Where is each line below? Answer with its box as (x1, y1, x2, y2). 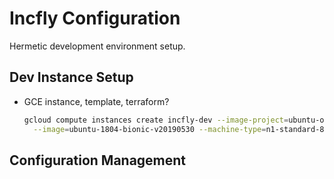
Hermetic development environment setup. (9, 40, 186, 52)
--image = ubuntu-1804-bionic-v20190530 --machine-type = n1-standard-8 (33, 124, 325, 134)
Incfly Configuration (9, 7, 181, 30)
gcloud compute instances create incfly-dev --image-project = (23, 115, 289, 125)
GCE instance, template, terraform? (23, 95, 170, 107)
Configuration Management (9, 152, 187, 169)
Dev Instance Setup (9, 69, 134, 86)
